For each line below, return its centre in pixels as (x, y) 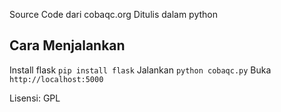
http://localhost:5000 (56, 79)
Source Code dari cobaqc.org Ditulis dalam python (114, 14)
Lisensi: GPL (35, 98)
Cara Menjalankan (67, 45)
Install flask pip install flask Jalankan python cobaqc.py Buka (140, 70)
